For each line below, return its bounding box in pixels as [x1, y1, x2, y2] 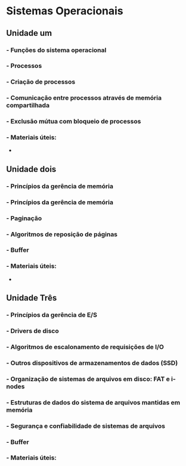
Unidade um [6, 28, 52, 38]
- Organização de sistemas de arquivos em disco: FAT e [6, 375, 170, 383]
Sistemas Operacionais [6, 4, 123, 18]
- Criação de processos [6, 78, 76, 86]
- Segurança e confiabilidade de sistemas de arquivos [6, 422, 166, 430]
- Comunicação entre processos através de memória [6, 94, 162, 102]
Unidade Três [6, 293, 57, 303]
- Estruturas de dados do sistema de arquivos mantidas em [6, 398, 181, 406]
